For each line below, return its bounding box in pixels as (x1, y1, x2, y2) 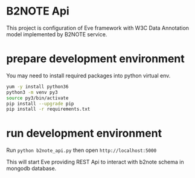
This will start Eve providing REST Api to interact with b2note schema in (6, 159, 184, 166)
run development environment (6, 127, 162, 140)
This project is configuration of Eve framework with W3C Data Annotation (6, 24, 189, 31)
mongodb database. (6, 165, 57, 172)
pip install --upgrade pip (6, 101, 74, 107)
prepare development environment (6, 52, 185, 66)
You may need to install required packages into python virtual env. (6, 71, 171, 79)
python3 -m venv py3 (6, 89, 59, 95)
